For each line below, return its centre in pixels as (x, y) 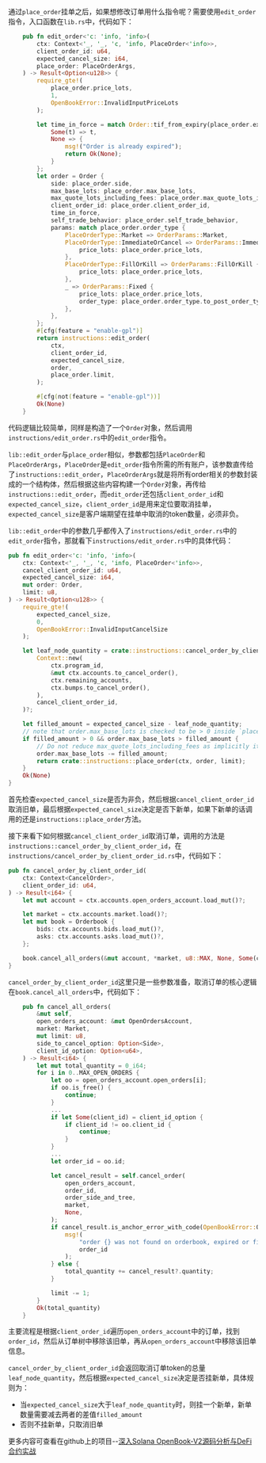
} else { (65, 1264)
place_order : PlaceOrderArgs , (86, 66)
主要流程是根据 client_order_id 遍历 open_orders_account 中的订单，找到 (124, 1331)
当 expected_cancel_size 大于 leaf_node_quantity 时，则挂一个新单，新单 (135, 1404)
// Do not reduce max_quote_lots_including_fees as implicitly (143, 746)
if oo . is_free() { (81, 1088)
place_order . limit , (82, 375)
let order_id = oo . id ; (88, 1161)
